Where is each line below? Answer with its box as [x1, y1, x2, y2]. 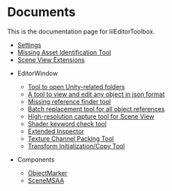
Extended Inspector [27, 127, 85, 135]
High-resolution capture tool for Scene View [27, 112, 155, 121]
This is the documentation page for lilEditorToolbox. [7, 27, 155, 36]
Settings [17, 40, 42, 49]
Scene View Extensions [17, 55, 85, 63]
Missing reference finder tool [27, 97, 111, 105]
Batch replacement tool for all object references [27, 105, 165, 113]
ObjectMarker [27, 169, 68, 177]
